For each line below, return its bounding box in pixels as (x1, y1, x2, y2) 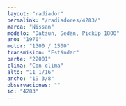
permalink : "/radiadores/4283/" (7, 17, 101, 24)
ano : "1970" (7, 36, 42, 43)
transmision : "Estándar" (7, 50, 79, 56)
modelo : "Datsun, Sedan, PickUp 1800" (7, 29, 120, 37)
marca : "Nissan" (7, 23, 54, 30)
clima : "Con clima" (7, 62, 64, 69)
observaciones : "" (7, 82, 61, 89)
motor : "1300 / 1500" (7, 43, 70, 50)
